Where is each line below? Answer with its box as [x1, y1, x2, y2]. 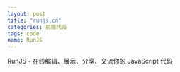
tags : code [7, 30, 40, 37]
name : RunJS [7, 37, 43, 44]
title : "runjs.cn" [7, 17, 62, 24]
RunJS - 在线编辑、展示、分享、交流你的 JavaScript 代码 [7, 57, 173, 66]
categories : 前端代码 [7, 23, 67, 30]
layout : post [7, 10, 46, 18]
